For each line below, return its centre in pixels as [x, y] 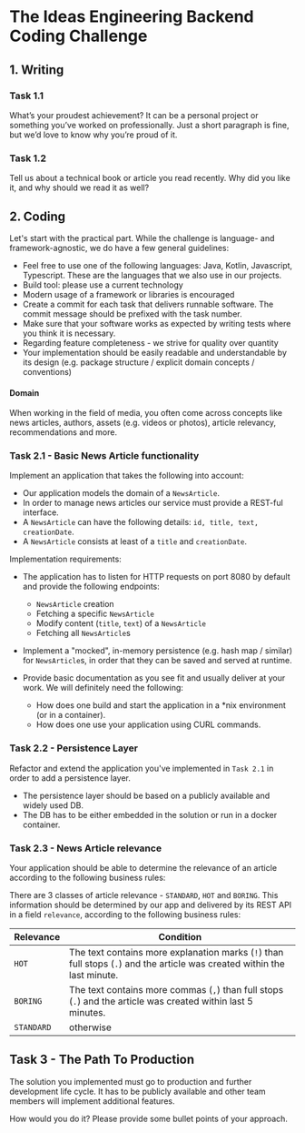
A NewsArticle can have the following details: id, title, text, [140, 522]
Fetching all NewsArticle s [84, 633]
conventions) [47, 371]
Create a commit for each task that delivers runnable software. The [148, 304]
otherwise [90, 1027]
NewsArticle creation [75, 604]
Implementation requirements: [66, 559]
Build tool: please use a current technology [103, 285]
